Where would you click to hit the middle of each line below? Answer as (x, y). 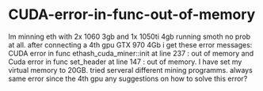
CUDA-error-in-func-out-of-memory (132, 15)
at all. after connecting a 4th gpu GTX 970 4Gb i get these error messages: (130, 44)
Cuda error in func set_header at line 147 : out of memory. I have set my (125, 62)
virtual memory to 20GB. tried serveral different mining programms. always (131, 70)
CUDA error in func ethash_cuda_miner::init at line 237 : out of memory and (131, 53)
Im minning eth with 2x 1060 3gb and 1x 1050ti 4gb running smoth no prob (130, 36)
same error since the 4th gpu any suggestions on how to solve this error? (128, 78)
